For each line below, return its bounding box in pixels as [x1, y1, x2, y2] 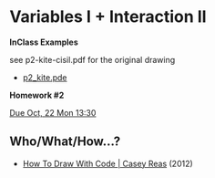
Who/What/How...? [9, 134, 121, 150]
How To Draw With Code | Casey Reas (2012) [22, 158, 193, 169]
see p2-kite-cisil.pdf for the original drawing [9, 54, 176, 65]
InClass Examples [9, 37, 79, 47]
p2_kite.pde [22, 71, 67, 83]
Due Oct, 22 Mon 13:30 [9, 107, 97, 118]
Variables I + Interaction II [9, 6, 207, 27]
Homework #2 [9, 89, 65, 100]
